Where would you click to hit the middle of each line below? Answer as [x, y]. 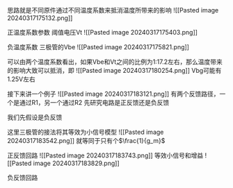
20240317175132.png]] [40, 18]
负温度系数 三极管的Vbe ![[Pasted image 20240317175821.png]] [98, 47]
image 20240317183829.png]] [76, 163]
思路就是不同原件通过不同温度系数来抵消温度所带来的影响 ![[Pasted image [113, 10]
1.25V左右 [22, 79]
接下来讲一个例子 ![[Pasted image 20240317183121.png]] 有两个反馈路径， [114, 94]
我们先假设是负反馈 [35, 117]
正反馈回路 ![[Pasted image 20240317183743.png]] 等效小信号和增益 [105, 155]
